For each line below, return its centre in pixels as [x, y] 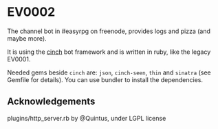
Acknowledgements [51, 102]
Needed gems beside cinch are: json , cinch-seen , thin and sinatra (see [109, 72]
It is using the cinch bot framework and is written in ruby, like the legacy [109, 52]
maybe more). [27, 38]
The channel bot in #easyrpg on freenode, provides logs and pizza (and [109, 31]
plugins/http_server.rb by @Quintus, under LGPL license [87, 118]
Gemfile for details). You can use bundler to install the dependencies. [105, 79]
